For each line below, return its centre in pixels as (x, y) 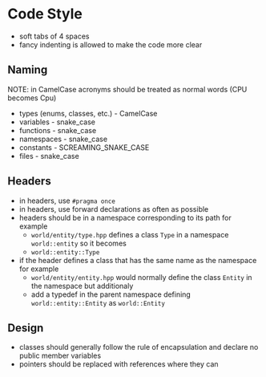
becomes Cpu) (32, 98)
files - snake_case (49, 156)
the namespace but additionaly (82, 286)
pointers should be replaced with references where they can (119, 364)
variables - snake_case (57, 122)
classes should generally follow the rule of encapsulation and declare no (139, 347)
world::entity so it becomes (79, 243)
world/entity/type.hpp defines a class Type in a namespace (130, 234)
